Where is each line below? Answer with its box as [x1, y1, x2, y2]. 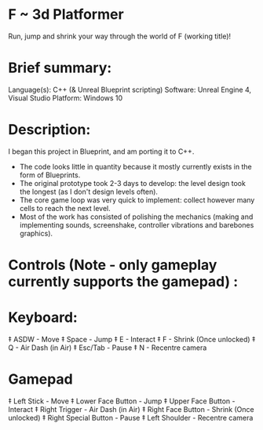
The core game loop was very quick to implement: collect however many [19, 195, 255, 205]
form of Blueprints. [19, 170, 81, 180]
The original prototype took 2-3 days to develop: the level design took [19, 178, 246, 188]
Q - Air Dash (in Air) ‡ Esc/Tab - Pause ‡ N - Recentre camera [8, 343, 207, 352]
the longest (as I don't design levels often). [19, 187, 159, 196]
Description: [8, 121, 91, 139]
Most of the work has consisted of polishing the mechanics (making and [19, 212, 254, 221]
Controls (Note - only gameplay [8, 257, 217, 274]
